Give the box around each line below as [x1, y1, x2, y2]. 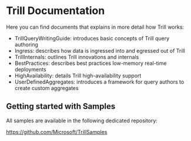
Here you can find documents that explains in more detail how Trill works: [6, 23, 184, 30]
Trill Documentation [6, 4, 105, 18]
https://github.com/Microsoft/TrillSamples [6, 128, 108, 135]
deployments [14, 66, 47, 73]
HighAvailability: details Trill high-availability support [14, 72, 142, 79]
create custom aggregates [14, 84, 79, 91]
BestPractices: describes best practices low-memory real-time [14, 60, 167, 67]
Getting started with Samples [6, 101, 116, 112]
